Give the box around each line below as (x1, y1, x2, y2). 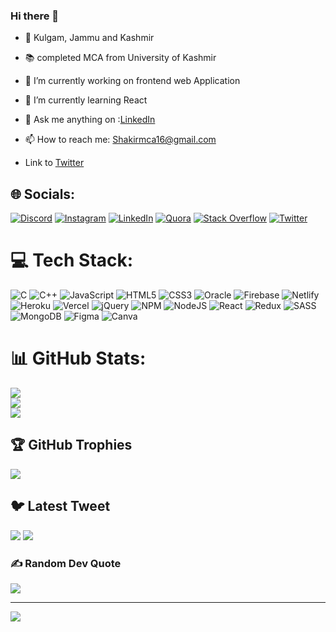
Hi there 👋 (10, 9, 60, 23)
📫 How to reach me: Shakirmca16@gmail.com (24, 134, 217, 146)
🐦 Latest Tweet (10, 498, 111, 515)
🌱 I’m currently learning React (24, 94, 148, 106)
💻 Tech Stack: (10, 249, 134, 272)
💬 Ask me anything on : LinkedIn (24, 114, 156, 126)
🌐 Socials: (10, 185, 76, 203)
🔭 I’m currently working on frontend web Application (24, 75, 241, 87)
